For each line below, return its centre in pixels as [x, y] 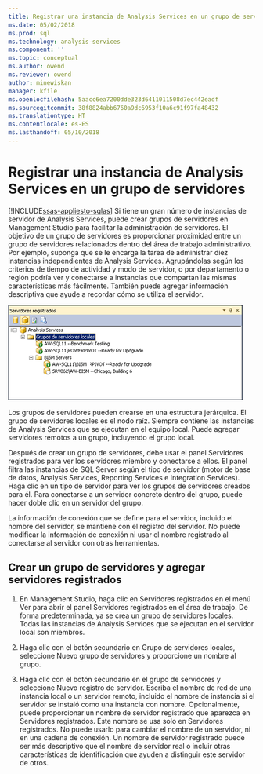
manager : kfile [33, 91]
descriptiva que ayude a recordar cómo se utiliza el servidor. [106, 294]
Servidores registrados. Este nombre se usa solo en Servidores [121, 721]
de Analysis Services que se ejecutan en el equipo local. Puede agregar [124, 429]
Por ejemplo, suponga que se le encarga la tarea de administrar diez [118, 252]
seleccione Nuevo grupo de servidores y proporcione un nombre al [128, 655]
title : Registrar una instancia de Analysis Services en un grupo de [124, 16]
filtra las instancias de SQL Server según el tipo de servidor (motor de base [130, 469]
